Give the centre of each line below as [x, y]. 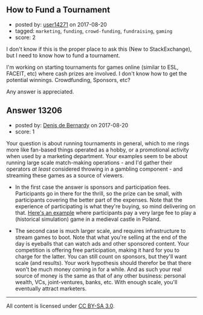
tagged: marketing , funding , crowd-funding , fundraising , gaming [94, 31]
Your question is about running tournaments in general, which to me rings [98, 143]
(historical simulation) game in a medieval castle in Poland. [88, 219]
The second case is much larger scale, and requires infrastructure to [100, 231]
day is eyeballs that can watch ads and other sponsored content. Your [102, 243]
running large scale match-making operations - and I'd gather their [89, 162]
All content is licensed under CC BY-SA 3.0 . [60, 306]
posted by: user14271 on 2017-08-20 [61, 24]
